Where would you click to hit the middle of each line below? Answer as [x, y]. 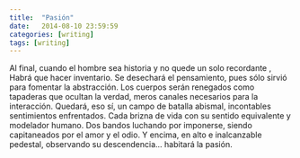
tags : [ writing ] [40, 43]
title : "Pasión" [42, 18]
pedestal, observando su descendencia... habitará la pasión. [121, 145]
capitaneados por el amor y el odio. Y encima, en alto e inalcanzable [136, 135]
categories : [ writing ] [52, 34]
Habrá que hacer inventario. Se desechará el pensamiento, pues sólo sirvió [148, 78]
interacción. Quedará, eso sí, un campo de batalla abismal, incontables [140, 106]
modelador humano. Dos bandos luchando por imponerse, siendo [131, 126]
